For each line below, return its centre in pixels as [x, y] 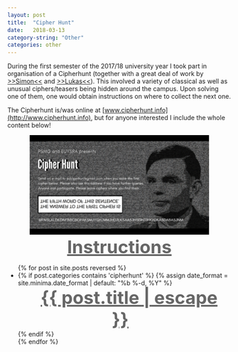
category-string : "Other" [45, 38]
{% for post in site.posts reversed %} [72, 268]
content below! [29, 125]
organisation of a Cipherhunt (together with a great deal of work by [106, 74]
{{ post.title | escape [129, 298]
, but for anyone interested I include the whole [158, 118]
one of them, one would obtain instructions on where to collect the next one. [119, 97]
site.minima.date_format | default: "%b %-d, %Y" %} [95, 283]
